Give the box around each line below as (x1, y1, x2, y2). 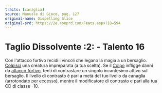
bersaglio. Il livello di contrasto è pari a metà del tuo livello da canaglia (5, 73, 145, 79)
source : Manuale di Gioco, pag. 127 (5, 12, 79, 16)
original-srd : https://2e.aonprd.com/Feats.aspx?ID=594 (5, 20, 121, 26)
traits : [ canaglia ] (5, 7, 45, 12)
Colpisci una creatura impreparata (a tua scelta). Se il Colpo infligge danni (5, 62, 153, 68)
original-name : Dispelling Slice (5, 16, 73, 21)
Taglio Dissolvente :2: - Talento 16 (5, 42, 145, 52)
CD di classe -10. (5, 83, 39, 89)
